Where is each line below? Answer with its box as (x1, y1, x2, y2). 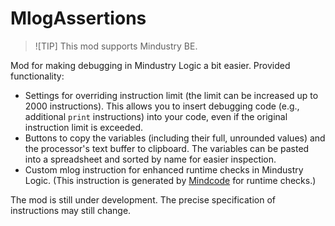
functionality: (10, 70, 65, 82)
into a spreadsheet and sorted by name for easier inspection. (24, 153, 277, 165)
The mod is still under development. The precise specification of (10, 193, 276, 206)
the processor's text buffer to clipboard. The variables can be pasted (24, 142, 310, 154)
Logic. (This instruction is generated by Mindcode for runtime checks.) (24, 174, 317, 186)
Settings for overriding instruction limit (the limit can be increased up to (24, 89, 319, 101)
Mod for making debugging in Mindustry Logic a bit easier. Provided (10, 59, 291, 71)
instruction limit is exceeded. (24, 121, 144, 133)
